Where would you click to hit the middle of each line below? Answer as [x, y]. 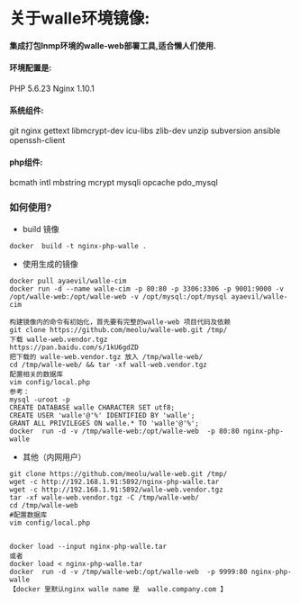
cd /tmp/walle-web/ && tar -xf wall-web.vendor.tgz [108, 364]
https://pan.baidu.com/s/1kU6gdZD [74, 347]
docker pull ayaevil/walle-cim [68, 281]
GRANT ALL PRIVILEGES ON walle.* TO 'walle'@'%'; [105, 423]
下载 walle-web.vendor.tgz [59, 339]
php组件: [26, 162]
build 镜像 [41, 229]
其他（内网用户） [54, 456]
